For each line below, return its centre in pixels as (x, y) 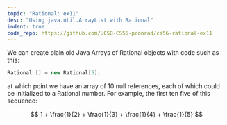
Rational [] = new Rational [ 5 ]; (54, 73)
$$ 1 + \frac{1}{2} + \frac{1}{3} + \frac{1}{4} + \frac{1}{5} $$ (117, 115)
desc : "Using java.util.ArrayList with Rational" (81, 20)
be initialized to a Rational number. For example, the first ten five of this (109, 94)
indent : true (26, 26)
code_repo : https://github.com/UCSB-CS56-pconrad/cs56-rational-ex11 (110, 33)
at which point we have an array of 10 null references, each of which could (114, 86)
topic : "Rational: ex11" (43, 14)
